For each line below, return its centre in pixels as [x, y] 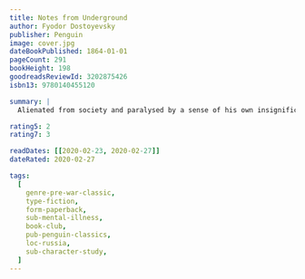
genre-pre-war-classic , [71, 192]
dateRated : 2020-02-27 [52, 159]
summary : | [30, 101]
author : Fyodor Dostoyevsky [63, 26]
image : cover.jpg [42, 43]
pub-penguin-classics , [69, 235]
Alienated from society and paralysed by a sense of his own [136, 110]
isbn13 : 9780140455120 [52, 85]
